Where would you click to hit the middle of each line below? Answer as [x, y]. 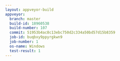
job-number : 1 [24, 42]
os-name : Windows [27, 46]
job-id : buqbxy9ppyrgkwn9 [36, 37]
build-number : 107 [29, 28]
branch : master [25, 19]
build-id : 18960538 [30, 23]
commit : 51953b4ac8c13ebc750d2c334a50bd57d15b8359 [62, 32]
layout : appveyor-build [30, 10]
